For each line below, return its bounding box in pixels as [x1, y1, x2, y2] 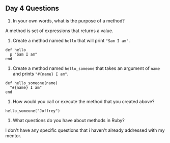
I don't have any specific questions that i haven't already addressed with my [5, 127, 165, 133]
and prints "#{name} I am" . [12, 70, 69, 77]
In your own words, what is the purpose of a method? [12, 17, 125, 23]
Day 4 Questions [5, 4, 60, 13]
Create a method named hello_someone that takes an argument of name [12, 65, 160, 71]
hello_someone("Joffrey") [5, 108, 60, 113]
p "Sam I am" [10, 52, 38, 57]
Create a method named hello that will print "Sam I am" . [12, 37, 130, 43]
